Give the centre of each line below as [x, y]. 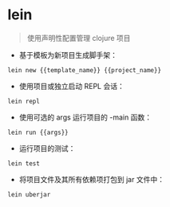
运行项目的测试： [47, 148]
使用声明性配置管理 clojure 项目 [79, 38]
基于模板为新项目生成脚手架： [68, 55]
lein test [24, 163]
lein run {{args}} [38, 132]
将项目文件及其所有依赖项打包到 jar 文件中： [92, 179]
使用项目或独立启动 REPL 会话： [71, 86]
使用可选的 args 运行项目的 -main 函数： [85, 117]
